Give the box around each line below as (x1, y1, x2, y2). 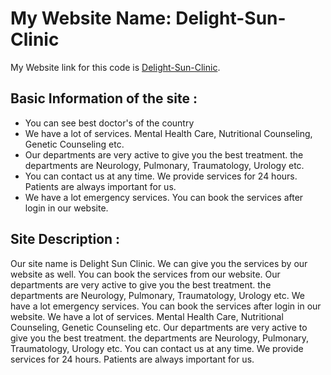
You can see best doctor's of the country (24, 117, 195, 129)
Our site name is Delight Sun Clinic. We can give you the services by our (10, 257, 308, 269)
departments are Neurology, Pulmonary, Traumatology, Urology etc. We (10, 289, 306, 301)
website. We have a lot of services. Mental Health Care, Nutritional (10, 310, 284, 322)
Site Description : (10, 231, 121, 248)
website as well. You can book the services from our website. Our (10, 268, 281, 280)
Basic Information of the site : (10, 90, 198, 107)
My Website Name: (10, 7, 172, 30)
